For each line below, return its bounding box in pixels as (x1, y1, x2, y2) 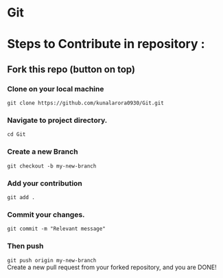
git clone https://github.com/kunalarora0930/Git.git (7, 100, 165, 107)
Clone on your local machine (7, 84, 104, 93)
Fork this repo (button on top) (7, 63, 136, 75)
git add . (7, 194, 36, 200)
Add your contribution (7, 178, 82, 188)
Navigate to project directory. (7, 115, 108, 125)
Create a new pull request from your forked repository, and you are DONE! (7, 263, 218, 271)
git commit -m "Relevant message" (7, 225, 106, 233)
